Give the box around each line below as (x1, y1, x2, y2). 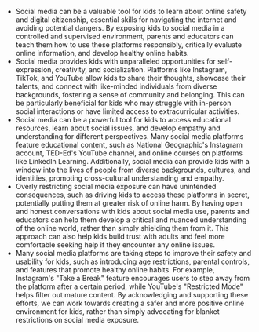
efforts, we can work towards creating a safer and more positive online (15, 298, 245, 308)
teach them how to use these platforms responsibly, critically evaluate (15, 40, 242, 49)
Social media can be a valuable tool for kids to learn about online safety (15, 7, 247, 16)
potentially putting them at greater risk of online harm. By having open (15, 199, 243, 207)
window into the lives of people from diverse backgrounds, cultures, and (15, 165, 250, 174)
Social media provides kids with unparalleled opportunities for (15, 57, 216, 66)
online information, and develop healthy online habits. (15, 49, 190, 57)
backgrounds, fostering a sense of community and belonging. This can (15, 90, 245, 99)
